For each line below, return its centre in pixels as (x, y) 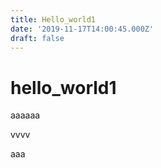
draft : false (37, 38)
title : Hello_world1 (53, 19)
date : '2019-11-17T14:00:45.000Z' (82, 29)
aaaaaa (25, 115)
